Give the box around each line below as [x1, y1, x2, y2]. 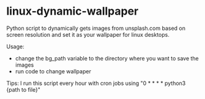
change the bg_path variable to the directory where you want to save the [15, 54, 199, 62]
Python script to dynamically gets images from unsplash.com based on [6, 24, 185, 32]
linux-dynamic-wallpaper [6, 4, 139, 18]
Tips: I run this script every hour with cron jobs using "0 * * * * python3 [6, 79, 186, 87]
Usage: [6, 43, 24, 50]
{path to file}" [6, 86, 41, 93]
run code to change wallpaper [15, 67, 92, 75]
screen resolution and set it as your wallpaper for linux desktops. [6, 31, 170, 38]
